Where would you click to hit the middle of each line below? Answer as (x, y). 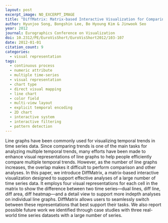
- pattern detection (31, 126)
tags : (11, 61)
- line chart (23, 94)
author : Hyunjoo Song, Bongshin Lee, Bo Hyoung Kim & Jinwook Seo (76, 24)
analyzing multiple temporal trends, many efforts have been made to (75, 151)
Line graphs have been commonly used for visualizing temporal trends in (80, 140)
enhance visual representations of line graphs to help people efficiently (78, 156)
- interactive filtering (35, 122)
